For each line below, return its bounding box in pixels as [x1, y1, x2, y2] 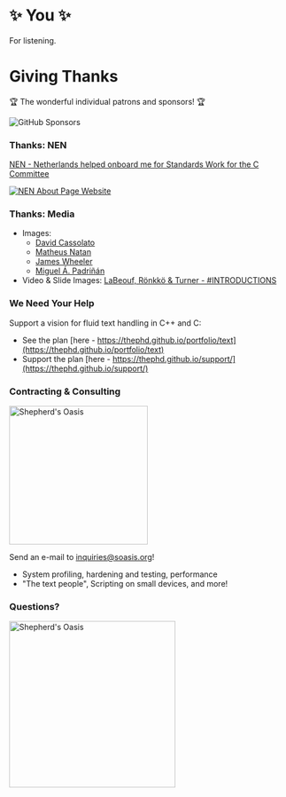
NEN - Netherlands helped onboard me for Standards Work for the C [9, 159, 259, 170]
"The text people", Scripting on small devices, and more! [21, 579, 228, 589]
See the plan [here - [21, 335, 96, 345]
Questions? [9, 600, 60, 612]
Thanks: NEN [9, 138, 67, 151]
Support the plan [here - [21, 353, 111, 364]
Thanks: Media [9, 208, 75, 220]
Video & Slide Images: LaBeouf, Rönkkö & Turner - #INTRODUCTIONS [21, 275, 277, 286]
